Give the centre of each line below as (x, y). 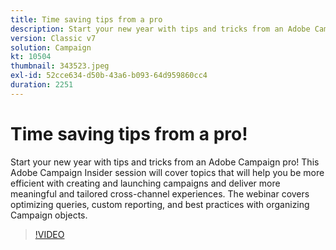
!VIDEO (49, 234)
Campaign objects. (49, 215)
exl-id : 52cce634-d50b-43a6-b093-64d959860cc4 (109, 76)
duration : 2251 (42, 85)
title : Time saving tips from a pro (86, 19)
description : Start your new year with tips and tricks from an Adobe (160, 29)
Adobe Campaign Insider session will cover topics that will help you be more (167, 172)
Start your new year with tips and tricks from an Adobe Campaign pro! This (165, 162)
